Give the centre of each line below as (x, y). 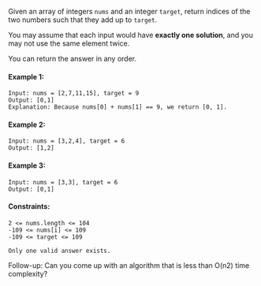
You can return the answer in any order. (72, 59)
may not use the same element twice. (69, 43)
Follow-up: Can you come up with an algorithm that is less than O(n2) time (129, 265)
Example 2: (27, 124)
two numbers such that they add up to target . (83, 20)
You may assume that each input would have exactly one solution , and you (131, 35)
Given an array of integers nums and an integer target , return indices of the (129, 11)
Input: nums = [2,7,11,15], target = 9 (74, 94)
